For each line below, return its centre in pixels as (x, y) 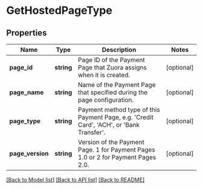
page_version (29, 153)
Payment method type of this (119, 110)
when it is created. (104, 75)
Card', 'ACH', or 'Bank (109, 125)
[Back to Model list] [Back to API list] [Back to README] (76, 180)
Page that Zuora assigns (112, 67)
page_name (27, 92)
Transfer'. (92, 132)
